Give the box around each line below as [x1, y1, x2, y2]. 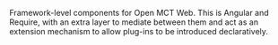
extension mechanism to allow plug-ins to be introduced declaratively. [9, 26, 269, 36]
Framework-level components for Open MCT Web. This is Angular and [9, 8, 269, 18]
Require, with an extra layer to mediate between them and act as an [9, 17, 258, 27]
